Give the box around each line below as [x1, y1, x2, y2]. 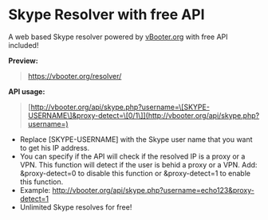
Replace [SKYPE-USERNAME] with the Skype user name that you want [19, 134, 253, 144]
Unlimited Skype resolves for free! [19, 202, 132, 212]
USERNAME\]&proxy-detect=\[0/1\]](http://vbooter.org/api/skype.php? [27, 110, 260, 120]
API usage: [8, 86, 45, 96]
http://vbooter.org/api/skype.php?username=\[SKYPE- [30, 102, 210, 112]
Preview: [8, 56, 38, 65]
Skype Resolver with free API [8, 6, 205, 24]
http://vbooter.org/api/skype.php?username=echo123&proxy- [52, 185, 255, 194]
